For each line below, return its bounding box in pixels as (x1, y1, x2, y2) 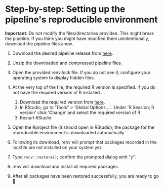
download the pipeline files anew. (5, 40, 73, 46)
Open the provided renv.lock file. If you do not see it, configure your (12, 69, 151, 75)
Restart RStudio (19, 114, 52, 120)
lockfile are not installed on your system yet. (12, 144, 103, 150)
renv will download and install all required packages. (12, 163, 120, 169)
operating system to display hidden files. (12, 75, 95, 80)
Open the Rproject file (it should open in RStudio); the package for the (12, 124, 155, 130)
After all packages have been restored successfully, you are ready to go (12, 173, 159, 179)
